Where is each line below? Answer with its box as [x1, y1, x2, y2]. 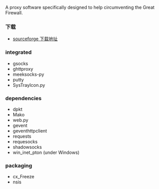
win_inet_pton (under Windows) [12, 149, 80, 155]
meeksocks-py [12, 71, 44, 77]
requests [12, 133, 32, 139]
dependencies [5, 94, 42, 102]
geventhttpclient [12, 128, 47, 134]
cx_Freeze [12, 174, 35, 180]
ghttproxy [12, 66, 34, 72]
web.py [12, 117, 29, 123]
